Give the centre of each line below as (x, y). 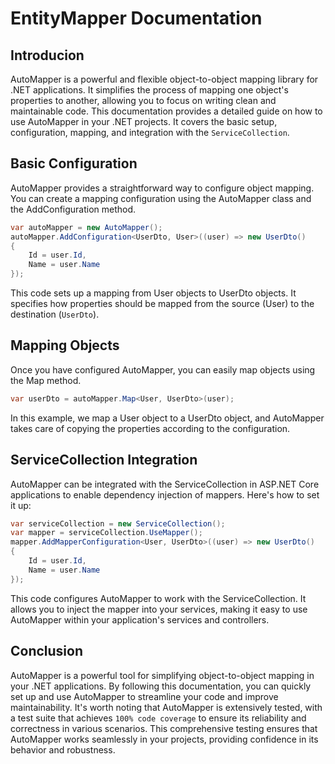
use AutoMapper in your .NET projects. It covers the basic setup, (144, 121)
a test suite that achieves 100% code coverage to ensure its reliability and (158, 718)
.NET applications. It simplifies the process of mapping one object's (149, 90)
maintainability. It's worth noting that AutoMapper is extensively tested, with (166, 707)
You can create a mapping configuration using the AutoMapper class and (161, 198)
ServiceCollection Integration (104, 460)
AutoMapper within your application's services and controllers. (140, 619)
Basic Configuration (74, 163)
